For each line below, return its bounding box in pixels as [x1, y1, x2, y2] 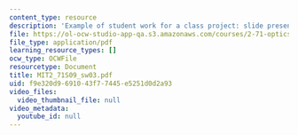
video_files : [9, 87, 58, 96]
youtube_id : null [17, 112, 82, 121]
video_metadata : [9, 104, 69, 113]
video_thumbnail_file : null [17, 95, 122, 105]
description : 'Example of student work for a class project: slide [9, 21, 264, 30]
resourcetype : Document [9, 63, 98, 72]
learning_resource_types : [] [9, 46, 117, 55]
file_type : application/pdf [9, 37, 114, 47]
